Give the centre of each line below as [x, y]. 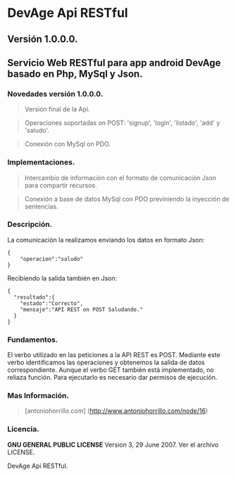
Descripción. [30, 225]
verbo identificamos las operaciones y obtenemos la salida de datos [106, 363]
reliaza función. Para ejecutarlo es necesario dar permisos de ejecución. [112, 378]
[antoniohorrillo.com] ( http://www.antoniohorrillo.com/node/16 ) [116, 411]
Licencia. [24, 429]
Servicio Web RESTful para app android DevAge [114, 62]
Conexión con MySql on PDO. [68, 144]
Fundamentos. [33, 340]
